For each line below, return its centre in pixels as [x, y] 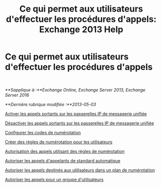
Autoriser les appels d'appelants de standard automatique [63, 160]
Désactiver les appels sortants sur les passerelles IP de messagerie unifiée [80, 123]
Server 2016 [17, 95]
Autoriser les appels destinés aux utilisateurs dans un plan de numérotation [80, 170]
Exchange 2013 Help [81, 30]
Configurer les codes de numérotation [43, 132]
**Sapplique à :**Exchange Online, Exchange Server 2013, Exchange [75, 90]
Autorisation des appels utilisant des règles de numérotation [65, 151]
